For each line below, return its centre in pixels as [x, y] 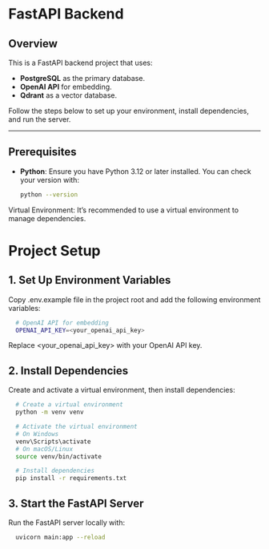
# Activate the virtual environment [76, 426]
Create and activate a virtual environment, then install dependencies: [122, 390]
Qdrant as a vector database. [68, 95]
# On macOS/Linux [44, 449]
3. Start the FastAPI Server [76, 503]
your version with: [50, 180]
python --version [49, 194]
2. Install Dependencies [68, 371]
